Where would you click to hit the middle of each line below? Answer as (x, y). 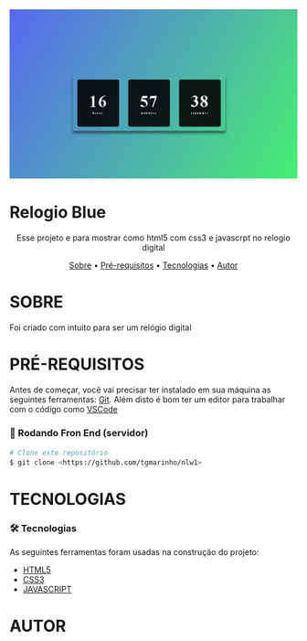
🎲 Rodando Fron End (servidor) (79, 433)
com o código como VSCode (64, 410)
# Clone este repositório (58, 453)
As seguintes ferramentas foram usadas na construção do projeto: (134, 551)
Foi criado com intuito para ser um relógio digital (101, 327)
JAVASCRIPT (47, 589)
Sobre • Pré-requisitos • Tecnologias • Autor (153, 265)
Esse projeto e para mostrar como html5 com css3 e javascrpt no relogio (153, 238)
